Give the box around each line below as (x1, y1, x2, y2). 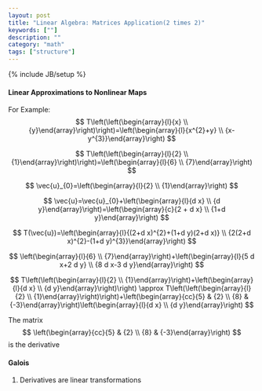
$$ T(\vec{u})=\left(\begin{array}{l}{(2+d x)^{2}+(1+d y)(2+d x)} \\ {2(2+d (13, 228, 251, 238)
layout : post (8, 11, 51, 20)
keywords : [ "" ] (8, 26, 58, 34)
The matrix (8, 316, 43, 325)
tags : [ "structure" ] (8, 48, 76, 56)
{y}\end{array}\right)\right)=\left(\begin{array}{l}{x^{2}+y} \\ (28, 126, 224, 135)
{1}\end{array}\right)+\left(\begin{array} (125, 276, 253, 285)
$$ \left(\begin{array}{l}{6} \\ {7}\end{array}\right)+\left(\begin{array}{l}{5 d (9, 252, 255, 261)
